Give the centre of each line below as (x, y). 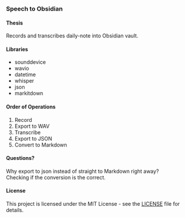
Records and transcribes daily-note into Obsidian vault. (72, 36)
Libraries (17, 49)
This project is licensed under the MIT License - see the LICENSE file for (93, 203)
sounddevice (30, 62)
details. (15, 210)
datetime (25, 74)
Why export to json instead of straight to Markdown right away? (83, 171)
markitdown (29, 93)
